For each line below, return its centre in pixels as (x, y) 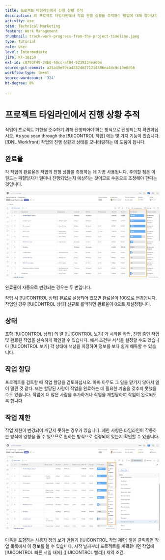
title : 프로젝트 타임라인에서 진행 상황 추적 (44, 10)
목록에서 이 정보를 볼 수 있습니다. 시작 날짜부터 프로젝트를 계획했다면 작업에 (82, 546)
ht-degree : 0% (20, 83)
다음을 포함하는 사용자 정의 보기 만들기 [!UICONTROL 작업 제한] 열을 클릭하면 (79, 540)
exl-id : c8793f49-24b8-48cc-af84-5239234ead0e (54, 62)
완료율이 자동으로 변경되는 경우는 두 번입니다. (48, 287)
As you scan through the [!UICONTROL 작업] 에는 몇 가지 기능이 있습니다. (88, 136)
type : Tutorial (21, 42)
